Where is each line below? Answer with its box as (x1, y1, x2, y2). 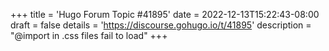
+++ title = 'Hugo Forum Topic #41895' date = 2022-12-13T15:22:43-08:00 (10, 9, 320, 20)
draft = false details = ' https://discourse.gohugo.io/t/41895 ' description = (10, 19, 312, 31)
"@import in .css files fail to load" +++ (10, 30, 168, 41)
